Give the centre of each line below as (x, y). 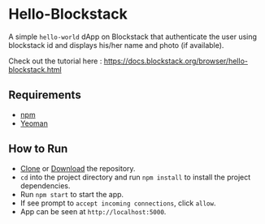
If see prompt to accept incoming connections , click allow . (118, 203)
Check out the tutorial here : (55, 61)
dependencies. (45, 185)
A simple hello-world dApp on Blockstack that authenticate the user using (133, 37)
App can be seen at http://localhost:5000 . (93, 211)
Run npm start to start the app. (72, 194)
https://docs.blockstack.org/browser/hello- (176, 61)
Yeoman (34, 123)
